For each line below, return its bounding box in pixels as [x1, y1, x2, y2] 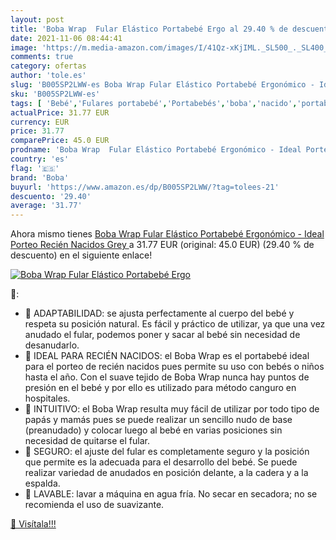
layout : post [10, 14, 65, 25]
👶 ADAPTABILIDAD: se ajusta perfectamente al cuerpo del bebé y [24, 307, 295, 320]
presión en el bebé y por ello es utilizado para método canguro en [24, 382, 297, 394]
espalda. [24, 477, 61, 490]
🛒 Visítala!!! [10, 518, 57, 530]
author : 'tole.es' [10, 71, 87, 81]
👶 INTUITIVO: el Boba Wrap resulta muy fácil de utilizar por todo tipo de [24, 403, 320, 415]
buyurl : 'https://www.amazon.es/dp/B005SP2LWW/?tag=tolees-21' [10, 182, 280, 192]
